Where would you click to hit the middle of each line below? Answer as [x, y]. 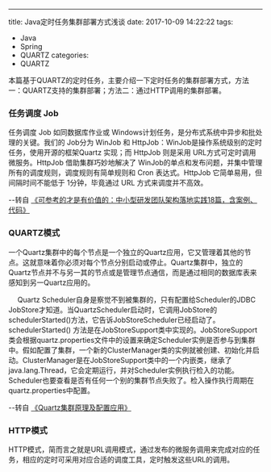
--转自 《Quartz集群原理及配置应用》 [70, 407]
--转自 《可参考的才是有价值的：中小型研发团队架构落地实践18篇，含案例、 [133, 200]
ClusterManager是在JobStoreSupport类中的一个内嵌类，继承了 [127, 360]
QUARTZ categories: [54, 55]
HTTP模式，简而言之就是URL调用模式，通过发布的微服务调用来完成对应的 [131, 449]
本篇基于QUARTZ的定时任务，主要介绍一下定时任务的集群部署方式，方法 [129, 80]
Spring [31, 46]
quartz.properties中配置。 [52, 390]
